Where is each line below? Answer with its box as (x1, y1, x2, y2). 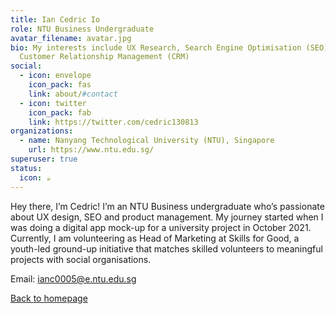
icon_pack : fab (28, 107, 92, 118)
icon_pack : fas (28, 80, 92, 90)
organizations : (10, 126, 74, 136)
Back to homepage (10, 292, 88, 304)
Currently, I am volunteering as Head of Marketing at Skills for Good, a (10, 232, 300, 244)
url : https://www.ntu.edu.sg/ (28, 145, 155, 155)
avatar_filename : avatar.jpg (10, 33, 132, 43)
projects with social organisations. (10, 253, 152, 265)
